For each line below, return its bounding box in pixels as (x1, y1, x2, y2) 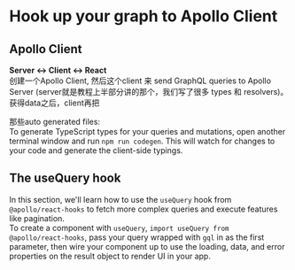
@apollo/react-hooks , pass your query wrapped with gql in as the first (9, 232, 265, 243)
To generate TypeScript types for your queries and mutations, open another (9, 127, 286, 136)
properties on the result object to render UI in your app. (9, 251, 211, 261)
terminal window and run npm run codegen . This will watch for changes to (9, 135, 276, 146)
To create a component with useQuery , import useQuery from (9, 222, 229, 233)
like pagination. (9, 212, 65, 223)
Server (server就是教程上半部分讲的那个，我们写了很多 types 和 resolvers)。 (9, 87, 289, 96)
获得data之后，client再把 (9, 97, 100, 108)
